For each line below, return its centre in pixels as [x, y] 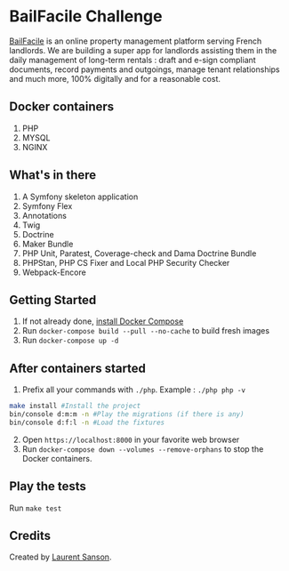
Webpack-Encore [54, 272]
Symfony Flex [47, 205]
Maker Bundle [48, 244]
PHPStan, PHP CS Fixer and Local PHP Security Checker [126, 262]
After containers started [78, 368]
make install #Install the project [75, 406]
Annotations [44, 215]
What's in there [53, 175]
